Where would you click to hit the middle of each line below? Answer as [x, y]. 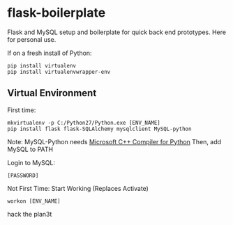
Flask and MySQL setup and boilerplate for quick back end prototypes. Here [117, 32]
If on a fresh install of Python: [50, 53]
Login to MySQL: [31, 162]
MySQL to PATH [30, 149]
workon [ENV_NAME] [34, 201]
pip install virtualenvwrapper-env [59, 72]
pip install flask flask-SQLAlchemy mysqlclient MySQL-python [99, 129]
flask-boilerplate [57, 13]
